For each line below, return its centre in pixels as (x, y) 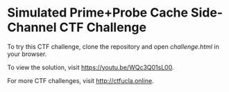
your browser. (27, 54)
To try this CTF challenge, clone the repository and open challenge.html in (113, 46)
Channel (32, 27)
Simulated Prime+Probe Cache (98, 13)
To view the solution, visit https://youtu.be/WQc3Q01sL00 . (91, 67)
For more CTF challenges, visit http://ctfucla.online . (80, 80)
